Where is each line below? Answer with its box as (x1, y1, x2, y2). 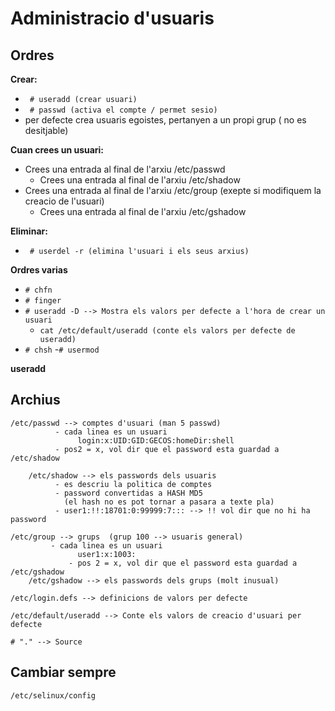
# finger (24, 296, 62, 306)
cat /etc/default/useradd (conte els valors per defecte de (39, 326, 296, 336)
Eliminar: (10, 225, 48, 237)
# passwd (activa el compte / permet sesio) (29, 105, 218, 115)
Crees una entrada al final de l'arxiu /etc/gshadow (39, 206, 247, 217)
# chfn (24, 285, 53, 295)
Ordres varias (10, 264, 68, 276)
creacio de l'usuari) (24, 195, 105, 207)
